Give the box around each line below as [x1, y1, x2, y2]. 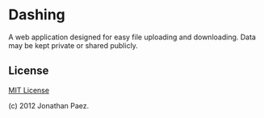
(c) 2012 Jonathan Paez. [8, 100, 90, 110]
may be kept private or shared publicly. [8, 40, 139, 50]
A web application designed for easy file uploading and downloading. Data [8, 32, 257, 42]
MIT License [8, 85, 50, 95]
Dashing [8, 6, 66, 24]
